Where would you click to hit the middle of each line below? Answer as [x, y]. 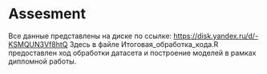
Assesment [47, 14]
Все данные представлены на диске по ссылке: [90, 36]
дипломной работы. [42, 61]
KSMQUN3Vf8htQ [38, 44]
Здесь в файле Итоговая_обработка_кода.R [144, 44]
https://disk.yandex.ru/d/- [216, 36]
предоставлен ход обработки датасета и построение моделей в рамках [132, 53]
